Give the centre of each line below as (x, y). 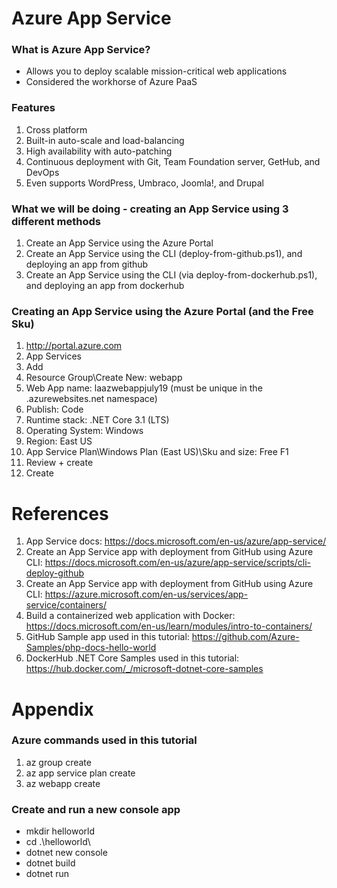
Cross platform (56, 129)
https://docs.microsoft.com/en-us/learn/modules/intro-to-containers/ (169, 626)
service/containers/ (66, 605)
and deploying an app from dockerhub (105, 286)
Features (33, 108)
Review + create (59, 463)
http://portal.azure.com (74, 346)
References (60, 513)
